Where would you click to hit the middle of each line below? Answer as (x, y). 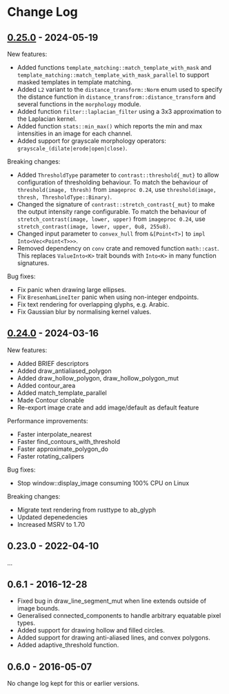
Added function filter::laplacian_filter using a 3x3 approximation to (119, 112)
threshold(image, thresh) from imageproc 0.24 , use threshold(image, (117, 190)
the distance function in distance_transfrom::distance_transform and (116, 97)
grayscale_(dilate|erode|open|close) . (72, 148)
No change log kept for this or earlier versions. (73, 684)
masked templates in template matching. (74, 82)
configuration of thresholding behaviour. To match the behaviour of (112, 182)
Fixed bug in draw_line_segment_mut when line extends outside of (112, 601)
